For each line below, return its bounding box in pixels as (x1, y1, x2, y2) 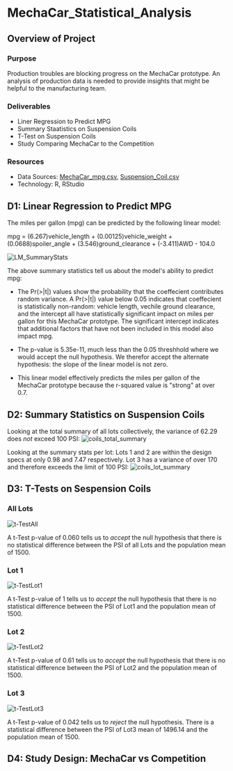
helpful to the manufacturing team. (7, 84, 106, 92)
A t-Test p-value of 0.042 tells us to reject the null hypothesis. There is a (7, 717, 214, 726)
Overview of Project (7, 33, 96, 45)
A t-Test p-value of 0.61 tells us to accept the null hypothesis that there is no (7, 656, 226, 664)
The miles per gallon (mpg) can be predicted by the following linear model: (7, 219, 221, 227)
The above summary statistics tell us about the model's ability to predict (7, 267, 214, 275)
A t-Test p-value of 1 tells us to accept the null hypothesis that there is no (7, 595, 217, 603)
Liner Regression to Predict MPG (17, 117, 111, 126)
